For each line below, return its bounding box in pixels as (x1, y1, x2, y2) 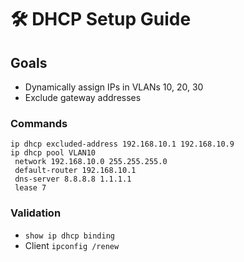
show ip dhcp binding (24, 231, 115, 241)
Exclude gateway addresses (24, 92, 142, 103)
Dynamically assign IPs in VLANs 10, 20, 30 (24, 81, 204, 93)
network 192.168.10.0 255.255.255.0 (14, 157, 168, 167)
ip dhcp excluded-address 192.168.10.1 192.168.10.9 (10, 139, 235, 150)
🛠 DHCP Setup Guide (10, 8, 192, 31)
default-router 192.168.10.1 (14, 166, 137, 176)
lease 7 (14, 183, 47, 193)
